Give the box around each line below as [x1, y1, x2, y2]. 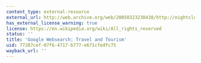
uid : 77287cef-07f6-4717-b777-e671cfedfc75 [6, 43, 117, 49]
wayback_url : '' [6, 48, 47, 54]
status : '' [6, 31, 33, 37]
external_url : [6, 14, 42, 20]
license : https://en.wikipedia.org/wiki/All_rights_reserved [6, 25, 162, 32]
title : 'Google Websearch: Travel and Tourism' [6, 37, 127, 43]
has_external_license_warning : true [6, 20, 98, 26]
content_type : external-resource [6, 8, 90, 15]
